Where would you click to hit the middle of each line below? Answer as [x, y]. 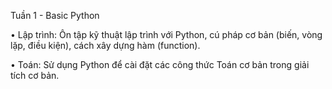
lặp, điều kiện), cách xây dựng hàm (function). [105, 45]
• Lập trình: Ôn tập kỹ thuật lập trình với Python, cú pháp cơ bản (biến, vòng [166, 34]
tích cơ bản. [35, 75]
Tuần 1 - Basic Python [55, 15]
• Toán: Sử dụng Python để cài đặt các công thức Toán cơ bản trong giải [160, 64]
